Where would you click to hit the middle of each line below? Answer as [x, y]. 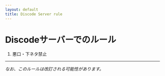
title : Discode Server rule [34, 14]
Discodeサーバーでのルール [61, 40]
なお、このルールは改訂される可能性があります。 [55, 69]
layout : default [22, 9]
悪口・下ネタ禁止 [29, 54]
